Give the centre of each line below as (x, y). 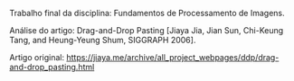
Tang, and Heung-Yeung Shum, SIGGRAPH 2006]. (103, 40)
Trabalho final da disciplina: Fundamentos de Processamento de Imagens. (147, 13)
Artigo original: (37, 57)
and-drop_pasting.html (52, 67)
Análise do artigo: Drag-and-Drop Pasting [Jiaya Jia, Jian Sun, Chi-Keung (147, 30)
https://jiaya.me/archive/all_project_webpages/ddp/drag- (173, 57)
